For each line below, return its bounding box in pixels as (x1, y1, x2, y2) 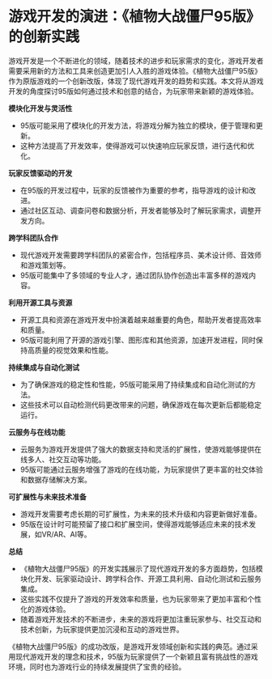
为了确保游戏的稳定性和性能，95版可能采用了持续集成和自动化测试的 (19, 380, 249, 389)
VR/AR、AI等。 (41, 529, 91, 539)
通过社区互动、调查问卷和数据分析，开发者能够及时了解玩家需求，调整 (19, 206, 255, 215)
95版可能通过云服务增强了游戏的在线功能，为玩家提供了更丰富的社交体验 (19, 465, 263, 474)
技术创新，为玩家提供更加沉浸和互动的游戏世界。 (19, 624, 184, 634)
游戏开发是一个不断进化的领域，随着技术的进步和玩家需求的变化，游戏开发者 (8, 56, 264, 66)
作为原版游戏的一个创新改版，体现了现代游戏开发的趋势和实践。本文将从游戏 (8, 76, 264, 86)
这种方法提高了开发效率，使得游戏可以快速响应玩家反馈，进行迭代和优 (19, 141, 255, 151)
